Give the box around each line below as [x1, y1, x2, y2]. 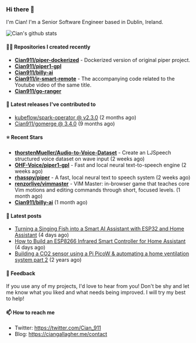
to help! [6, 295, 25, 302]
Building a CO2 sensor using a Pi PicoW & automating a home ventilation [14, 250, 190, 257]
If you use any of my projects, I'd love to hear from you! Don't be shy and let [6, 283, 190, 290]
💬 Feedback [6, 269, 36, 277]
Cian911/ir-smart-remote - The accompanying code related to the [14, 75, 175, 82]
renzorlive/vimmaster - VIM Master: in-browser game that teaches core [14, 180, 190, 187]
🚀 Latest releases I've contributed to [6, 101, 96, 108]
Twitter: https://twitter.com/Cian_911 [14, 324, 101, 331]
